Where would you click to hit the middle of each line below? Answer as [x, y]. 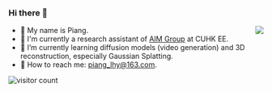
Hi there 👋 [28, 13]
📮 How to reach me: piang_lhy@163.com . [89, 65]
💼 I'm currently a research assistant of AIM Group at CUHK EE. [124, 39]
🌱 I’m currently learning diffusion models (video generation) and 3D [132, 48]
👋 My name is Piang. [54, 31]
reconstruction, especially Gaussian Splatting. [97, 56]
